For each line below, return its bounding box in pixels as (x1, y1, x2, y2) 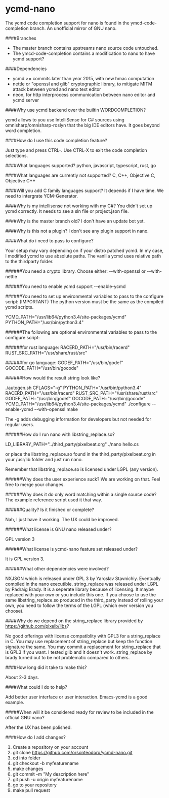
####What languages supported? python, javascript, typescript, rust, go (5, 162, 156, 168)
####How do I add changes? (5, 734, 66, 740)
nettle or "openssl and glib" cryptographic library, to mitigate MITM (12, 81, 153, 87)
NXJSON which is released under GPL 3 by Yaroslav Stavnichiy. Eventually (5, 575, 161, 582)
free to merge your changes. (5, 481, 65, 488)
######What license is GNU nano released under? (5, 526, 112, 532)
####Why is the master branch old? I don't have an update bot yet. (5, 218, 145, 224)
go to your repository (12, 782, 57, 788)
